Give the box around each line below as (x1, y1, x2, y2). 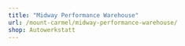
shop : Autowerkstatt (8, 26, 76, 34)
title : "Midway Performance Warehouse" (8, 11, 139, 19)
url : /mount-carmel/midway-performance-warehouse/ (8, 19, 178, 27)
